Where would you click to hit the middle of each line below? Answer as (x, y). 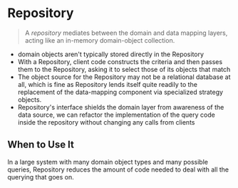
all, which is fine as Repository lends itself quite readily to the (108, 84)
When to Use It (41, 145)
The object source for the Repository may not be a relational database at (124, 77)
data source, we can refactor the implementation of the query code (116, 115)
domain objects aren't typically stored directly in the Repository (111, 54)
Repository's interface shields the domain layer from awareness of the (121, 107)
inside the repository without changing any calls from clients (106, 122)
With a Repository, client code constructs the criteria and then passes (120, 61)
